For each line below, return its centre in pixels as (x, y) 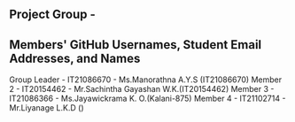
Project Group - (52, 15)
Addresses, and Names (75, 58)
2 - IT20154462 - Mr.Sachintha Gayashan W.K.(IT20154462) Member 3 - (142, 89)
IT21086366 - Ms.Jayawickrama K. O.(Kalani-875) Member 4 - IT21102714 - (147, 99)
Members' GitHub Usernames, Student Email (136, 45)
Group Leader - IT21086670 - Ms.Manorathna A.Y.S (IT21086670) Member (145, 80)
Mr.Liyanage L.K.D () (47, 108)
